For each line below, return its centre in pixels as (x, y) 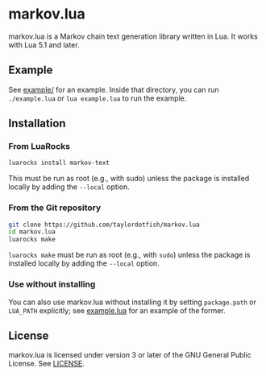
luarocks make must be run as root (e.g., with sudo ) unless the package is (129, 255)
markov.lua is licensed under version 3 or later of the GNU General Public (130, 355)
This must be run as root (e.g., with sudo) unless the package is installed (129, 179)
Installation (37, 124)
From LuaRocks (39, 147)
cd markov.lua (32, 232)
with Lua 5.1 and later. (44, 44)
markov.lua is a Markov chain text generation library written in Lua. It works (133, 36)
